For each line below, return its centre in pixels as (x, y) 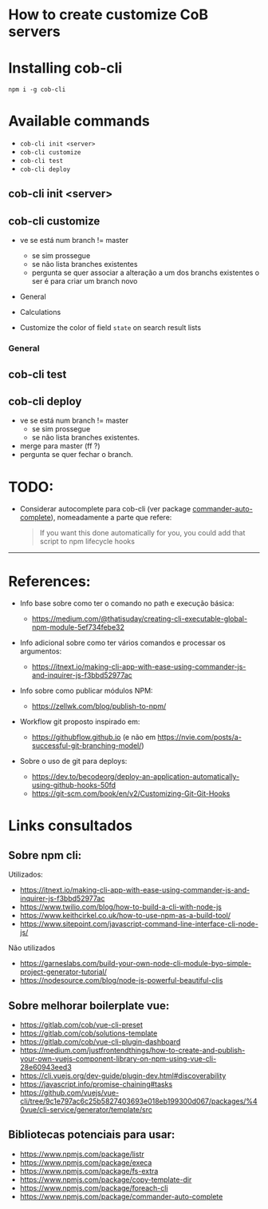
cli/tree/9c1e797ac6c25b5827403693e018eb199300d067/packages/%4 (138, 1101)
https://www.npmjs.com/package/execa (86, 1162)
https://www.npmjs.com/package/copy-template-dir (106, 1179)
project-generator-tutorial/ (63, 972)
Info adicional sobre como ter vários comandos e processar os (122, 643)
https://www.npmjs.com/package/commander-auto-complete (121, 1196)
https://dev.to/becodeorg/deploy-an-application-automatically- (136, 777)
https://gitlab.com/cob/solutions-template (89, 1033)
